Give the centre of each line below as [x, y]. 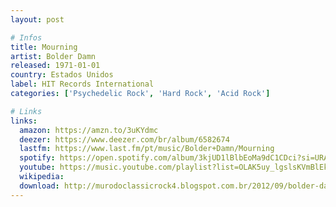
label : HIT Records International [82, 84]
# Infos [26, 37]
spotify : [37, 158]
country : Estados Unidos [62, 75]
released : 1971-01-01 [55, 66]
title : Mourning [44, 47]
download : [39, 186]
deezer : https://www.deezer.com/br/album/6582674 [124, 139]
